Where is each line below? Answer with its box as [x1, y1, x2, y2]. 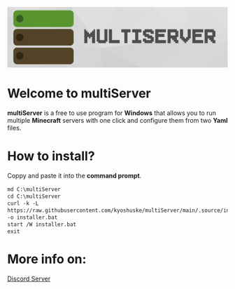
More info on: [7, 251, 87, 267]
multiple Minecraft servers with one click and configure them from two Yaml [7, 116, 228, 124]
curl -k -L [7, 200, 39, 207]
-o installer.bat [7, 214, 58, 221]
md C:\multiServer [7, 186, 61, 193]
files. [7, 123, 22, 132]
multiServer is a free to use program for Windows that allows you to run [7, 109, 217, 117]
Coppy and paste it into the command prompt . [7, 171, 142, 180]
